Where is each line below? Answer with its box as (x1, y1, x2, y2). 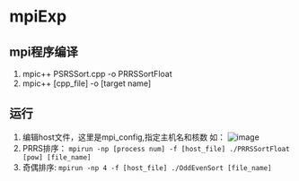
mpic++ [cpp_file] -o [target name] (22, 78, 152, 89)
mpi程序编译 (9, 44, 79, 59)
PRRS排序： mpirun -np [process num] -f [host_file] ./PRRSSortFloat (22, 142, 290, 153)
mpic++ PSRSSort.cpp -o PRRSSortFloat (22, 69, 172, 79)
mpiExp (9, 6, 67, 27)
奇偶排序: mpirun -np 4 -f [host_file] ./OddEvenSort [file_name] (22, 161, 272, 172)
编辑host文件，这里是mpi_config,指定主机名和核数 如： (22, 132, 226, 142)
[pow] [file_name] (22, 152, 92, 162)
